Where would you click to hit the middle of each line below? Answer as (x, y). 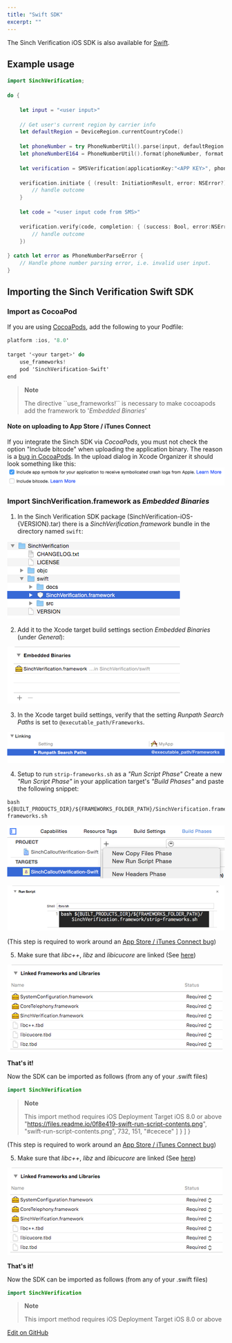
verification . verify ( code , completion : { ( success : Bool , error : (116, 227)
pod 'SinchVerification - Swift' (65, 370)
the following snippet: (48, 789)
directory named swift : (50, 531)
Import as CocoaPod (42, 312)
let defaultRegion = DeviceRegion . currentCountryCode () (102, 132)
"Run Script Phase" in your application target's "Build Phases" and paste (120, 781)
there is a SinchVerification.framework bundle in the (136, 524)
